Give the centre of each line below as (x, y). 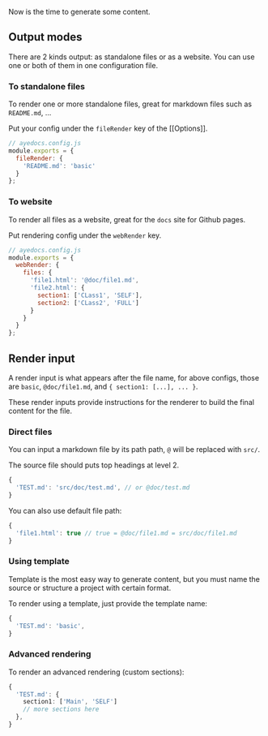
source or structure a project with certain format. (90, 588)
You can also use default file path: (65, 510)
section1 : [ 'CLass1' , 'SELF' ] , (90, 295)
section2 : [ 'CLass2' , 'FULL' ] (88, 303)
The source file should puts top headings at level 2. (94, 465)
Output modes (45, 37)
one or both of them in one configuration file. (83, 65)
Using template (39, 562)
